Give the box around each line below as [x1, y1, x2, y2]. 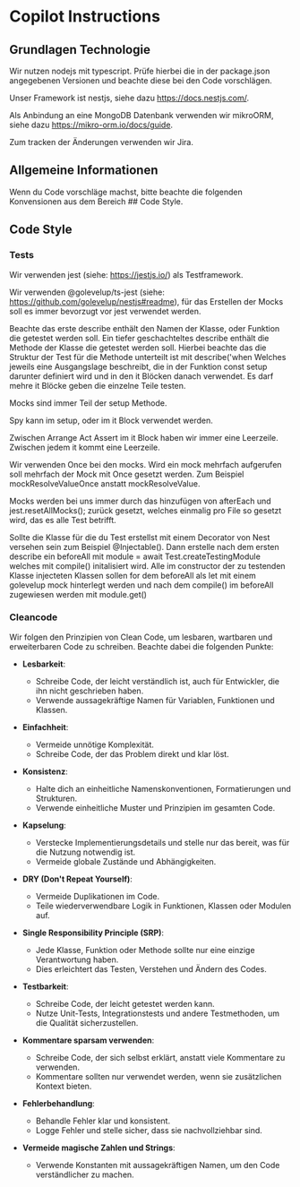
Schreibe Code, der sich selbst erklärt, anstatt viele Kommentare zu [35, 1052, 286, 1062]
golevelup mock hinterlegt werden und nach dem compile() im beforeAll [9, 580, 274, 590]
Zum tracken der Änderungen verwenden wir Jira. [9, 137, 194, 147]
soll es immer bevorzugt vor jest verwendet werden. [9, 305, 201, 316]
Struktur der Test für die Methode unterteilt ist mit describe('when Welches [9, 351, 287, 362]
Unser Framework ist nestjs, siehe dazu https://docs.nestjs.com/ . [9, 92, 250, 103]
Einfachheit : [21, 721, 69, 732]
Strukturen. [35, 793, 78, 804]
